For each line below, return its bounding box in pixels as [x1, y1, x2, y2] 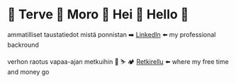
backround [7, 40, 39, 49]
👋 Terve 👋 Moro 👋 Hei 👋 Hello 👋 [7, 6, 189, 23]
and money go [7, 67, 50, 76]
